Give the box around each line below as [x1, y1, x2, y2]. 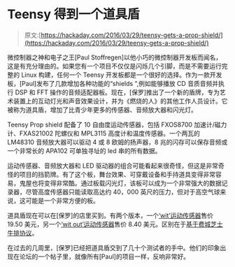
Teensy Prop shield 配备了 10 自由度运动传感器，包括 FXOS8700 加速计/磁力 [7, 120, 227, 129]
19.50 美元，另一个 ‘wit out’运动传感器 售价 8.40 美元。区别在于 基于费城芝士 [7, 219, 223, 228]
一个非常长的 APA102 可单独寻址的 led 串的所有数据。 [7, 146, 162, 154]
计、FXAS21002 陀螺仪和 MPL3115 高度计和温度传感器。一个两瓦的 [7, 129, 201, 137]
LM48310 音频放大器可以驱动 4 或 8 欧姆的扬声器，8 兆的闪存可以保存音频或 [7, 138, 228, 146]
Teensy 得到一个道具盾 [7, 6, 140, 22]
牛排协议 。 [7, 229, 38, 237]
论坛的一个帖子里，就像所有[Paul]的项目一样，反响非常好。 [19, 252, 190, 261]
